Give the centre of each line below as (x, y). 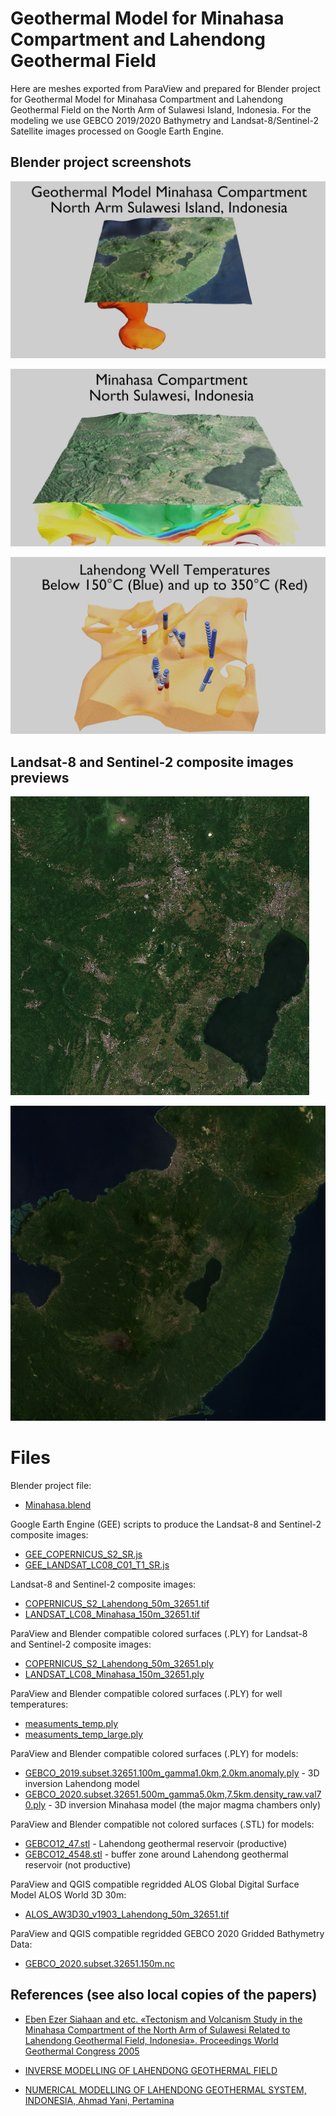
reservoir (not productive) (78, 1865)
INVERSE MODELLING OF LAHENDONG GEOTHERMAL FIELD (151, 2070)
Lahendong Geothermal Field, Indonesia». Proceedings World (151, 2040)
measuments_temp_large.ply (84, 1734)
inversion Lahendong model (82, 1783)
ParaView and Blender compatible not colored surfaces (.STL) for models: (162, 1824)
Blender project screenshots (101, 162)
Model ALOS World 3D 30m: (68, 1895)
